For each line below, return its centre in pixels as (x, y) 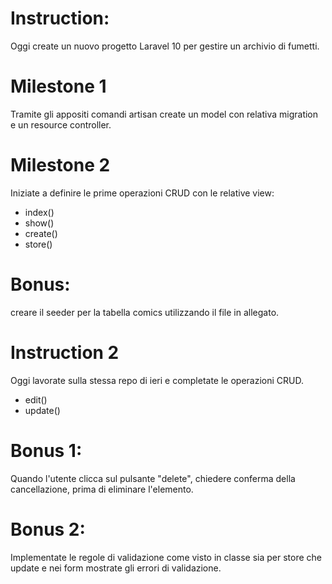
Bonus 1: (46, 450)
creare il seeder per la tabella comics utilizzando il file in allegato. (145, 312)
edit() (36, 399)
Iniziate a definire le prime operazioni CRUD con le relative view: (142, 193)
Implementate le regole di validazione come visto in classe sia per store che (166, 557)
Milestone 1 (58, 86)
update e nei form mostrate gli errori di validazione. (116, 568)
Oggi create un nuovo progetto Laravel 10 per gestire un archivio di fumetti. (165, 46)
